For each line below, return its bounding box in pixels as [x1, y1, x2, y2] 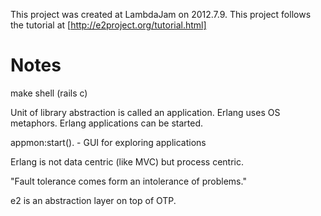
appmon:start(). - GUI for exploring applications [10, 136, 207, 148]
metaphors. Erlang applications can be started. [10, 117, 203, 129]
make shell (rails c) [10, 87, 88, 99]
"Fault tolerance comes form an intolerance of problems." [10, 175, 247, 187]
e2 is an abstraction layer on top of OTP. [10, 194, 177, 206]
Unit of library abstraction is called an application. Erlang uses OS [10, 106, 281, 118]
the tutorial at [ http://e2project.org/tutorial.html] [10, 19, 207, 31]
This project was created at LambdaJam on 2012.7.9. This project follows [10, 9, 312, 20]
